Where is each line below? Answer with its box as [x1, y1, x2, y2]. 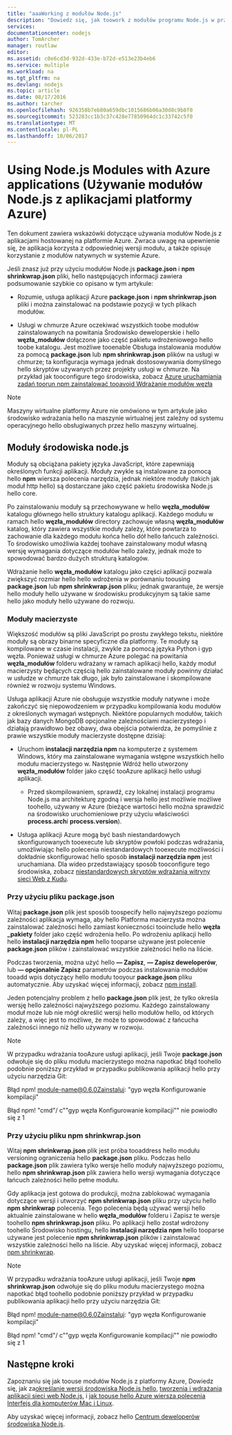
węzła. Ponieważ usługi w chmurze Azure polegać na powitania [7, 652, 188, 660]
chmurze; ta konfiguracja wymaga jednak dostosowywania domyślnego [17, 358, 222, 366]
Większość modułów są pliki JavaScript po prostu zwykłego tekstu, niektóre [7, 630, 224, 638]
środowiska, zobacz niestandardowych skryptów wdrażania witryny [17, 867, 211, 876]
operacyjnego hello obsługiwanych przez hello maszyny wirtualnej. [7, 422, 198, 430]
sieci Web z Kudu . [17, 875, 69, 883]
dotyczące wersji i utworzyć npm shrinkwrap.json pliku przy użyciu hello [7, 1196, 217, 1204]
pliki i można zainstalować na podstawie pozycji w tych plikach [17, 300, 197, 309]
